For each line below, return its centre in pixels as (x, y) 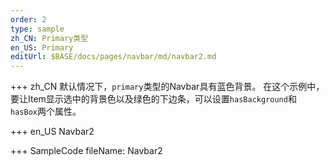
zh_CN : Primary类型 (49, 38)
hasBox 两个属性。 (46, 112)
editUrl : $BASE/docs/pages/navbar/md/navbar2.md (113, 57)
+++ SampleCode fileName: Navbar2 (86, 151)
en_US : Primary (42, 47)
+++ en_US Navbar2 (52, 132)
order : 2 (28, 19)
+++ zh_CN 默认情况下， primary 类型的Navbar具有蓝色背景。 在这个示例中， (167, 87)
